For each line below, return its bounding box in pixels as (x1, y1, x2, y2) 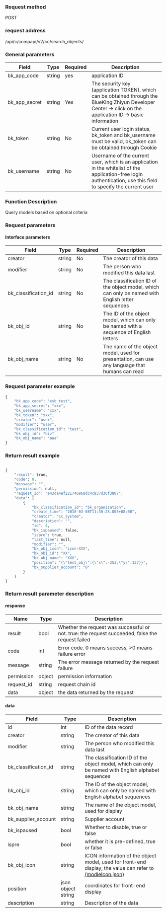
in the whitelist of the (91, 164, 141, 171)
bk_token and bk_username (91, 132, 156, 139)
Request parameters (5, 222, 56, 229)
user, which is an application (91, 158, 158, 165)
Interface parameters (5, 234, 50, 240)
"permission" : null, (14, 486, 57, 491)
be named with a (103, 323, 142, 330)
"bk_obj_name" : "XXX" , (31, 555, 79, 561)
